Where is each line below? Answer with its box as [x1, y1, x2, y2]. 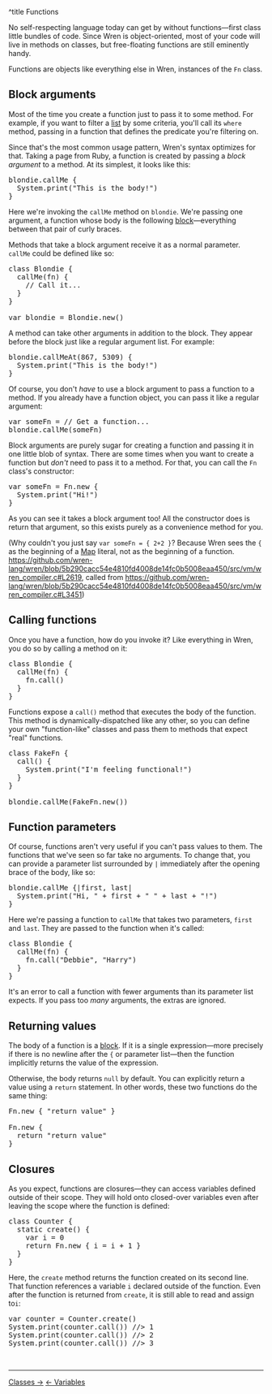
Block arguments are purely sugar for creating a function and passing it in [8, 440, 254, 450]
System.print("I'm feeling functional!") [25, 764, 193, 774]
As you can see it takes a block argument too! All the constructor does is [8, 513, 251, 523]
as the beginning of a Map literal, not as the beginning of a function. [8, 546, 235, 556]
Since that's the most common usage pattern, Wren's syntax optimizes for [8, 142, 257, 152]
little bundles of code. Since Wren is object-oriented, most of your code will [8, 32, 261, 41]
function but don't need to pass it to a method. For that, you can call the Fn [8, 457, 257, 467]
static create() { [16, 1225, 91, 1234]
